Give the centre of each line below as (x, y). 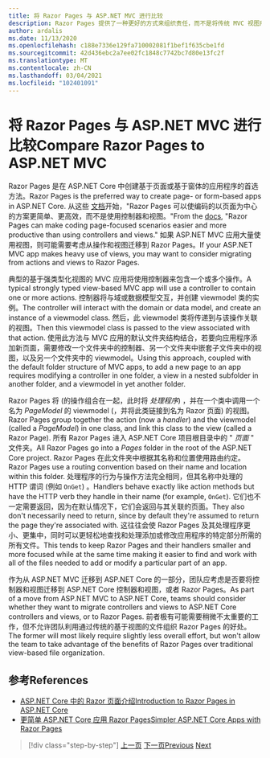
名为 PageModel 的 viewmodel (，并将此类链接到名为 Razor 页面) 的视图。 (131, 411)
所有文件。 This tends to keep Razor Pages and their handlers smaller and (130, 545)
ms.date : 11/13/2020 (43, 38)
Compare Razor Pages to (121, 145)
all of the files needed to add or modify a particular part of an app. (118, 563)
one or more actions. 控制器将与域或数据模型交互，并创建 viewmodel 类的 (131, 297)
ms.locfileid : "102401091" (53, 83)
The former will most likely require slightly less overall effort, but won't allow (135, 636)
